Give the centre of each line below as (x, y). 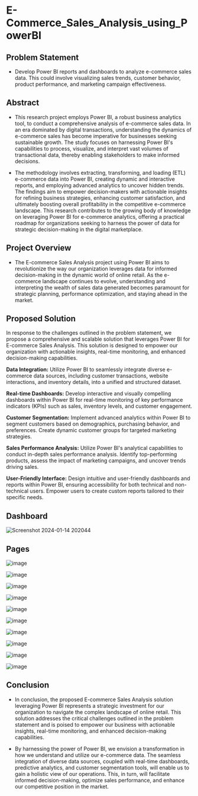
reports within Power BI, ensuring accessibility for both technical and (90, 485)
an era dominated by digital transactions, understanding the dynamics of (103, 130)
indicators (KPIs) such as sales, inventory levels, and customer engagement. (99, 406)
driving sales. (22, 467)
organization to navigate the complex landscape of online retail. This (98, 712)
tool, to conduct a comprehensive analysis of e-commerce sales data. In (103, 123)
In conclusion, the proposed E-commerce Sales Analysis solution (94, 699)
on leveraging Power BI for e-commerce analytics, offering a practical (100, 216)
